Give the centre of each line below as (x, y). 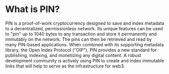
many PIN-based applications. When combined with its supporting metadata (84, 44)
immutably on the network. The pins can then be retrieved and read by (79, 39)
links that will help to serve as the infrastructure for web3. (65, 66)
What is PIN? (33, 9)
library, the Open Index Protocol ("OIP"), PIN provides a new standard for (81, 50)
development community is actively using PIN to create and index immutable (85, 60)
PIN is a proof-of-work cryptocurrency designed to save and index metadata (85, 23)
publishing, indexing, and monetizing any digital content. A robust (73, 55)
